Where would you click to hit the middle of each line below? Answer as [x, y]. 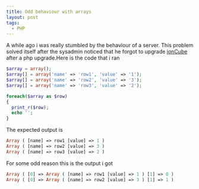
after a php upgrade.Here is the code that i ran [63, 58]
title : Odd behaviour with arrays [49, 12]
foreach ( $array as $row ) [37, 96]
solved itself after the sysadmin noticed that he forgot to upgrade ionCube [97, 52]
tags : [13, 23]
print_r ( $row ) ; [30, 107]
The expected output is [35, 130]
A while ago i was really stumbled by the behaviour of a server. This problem [100, 45]
